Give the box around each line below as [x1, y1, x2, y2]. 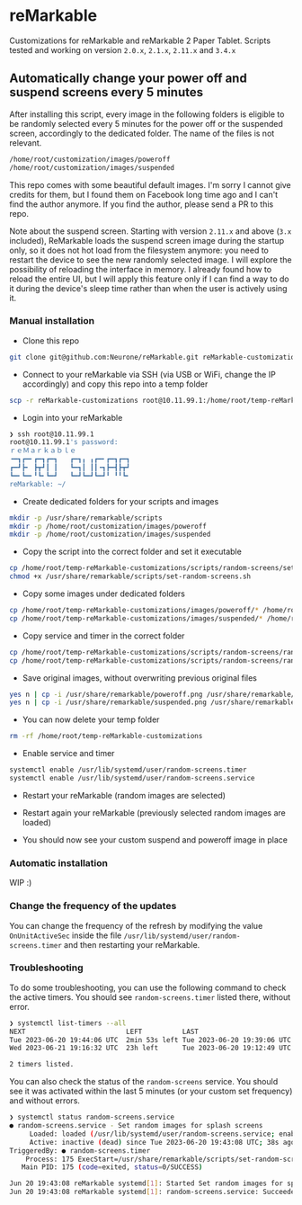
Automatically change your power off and [9, 71, 247, 86]
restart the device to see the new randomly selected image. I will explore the [9, 254, 292, 265]
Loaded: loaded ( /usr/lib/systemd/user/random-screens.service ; [29, 1129, 276, 1138]
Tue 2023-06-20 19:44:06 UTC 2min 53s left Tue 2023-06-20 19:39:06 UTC [9, 1035, 292, 1044]
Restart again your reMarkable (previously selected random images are [22, 807, 286, 818]
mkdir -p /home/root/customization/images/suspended [9, 530, 211, 540]
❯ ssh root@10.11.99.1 [9, 429, 94, 439]
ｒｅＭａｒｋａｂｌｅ [9, 446, 76, 455]
